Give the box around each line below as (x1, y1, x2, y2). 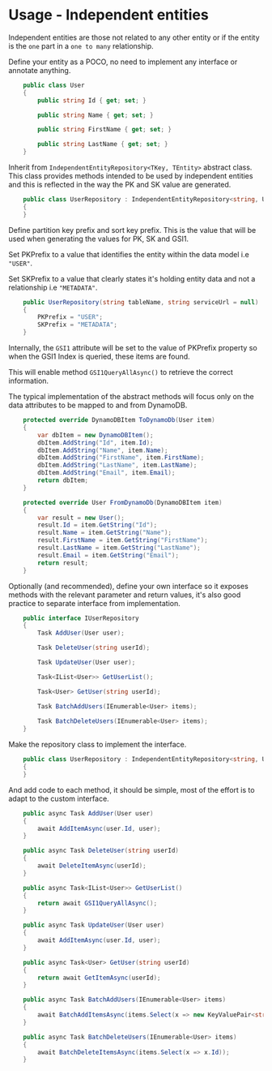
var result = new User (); (37, 514, 125, 522)
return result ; (37, 558, 89, 567)
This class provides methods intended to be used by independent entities (8, 171, 253, 181)
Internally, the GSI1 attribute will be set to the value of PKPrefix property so (8, 343, 257, 353)
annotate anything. (8, 65, 71, 75)
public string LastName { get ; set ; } (37, 140, 168, 148)
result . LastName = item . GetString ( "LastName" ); (37, 544, 201, 553)
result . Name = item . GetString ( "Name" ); (37, 529, 172, 537)
